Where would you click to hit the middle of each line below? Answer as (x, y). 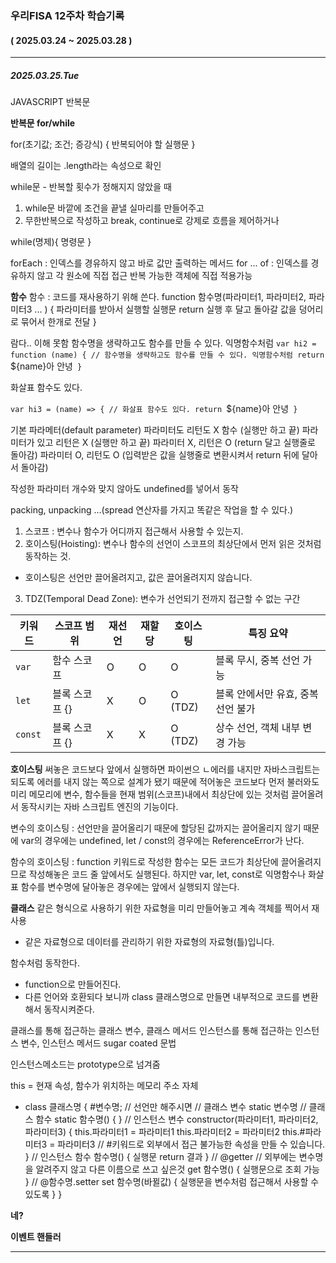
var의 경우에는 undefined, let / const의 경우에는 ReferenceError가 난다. (162, 841)
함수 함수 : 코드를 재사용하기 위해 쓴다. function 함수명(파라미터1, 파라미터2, (158, 297)
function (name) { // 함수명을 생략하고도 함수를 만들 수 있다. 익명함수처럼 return (167, 355)
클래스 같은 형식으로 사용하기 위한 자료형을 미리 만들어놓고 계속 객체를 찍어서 (160, 908)
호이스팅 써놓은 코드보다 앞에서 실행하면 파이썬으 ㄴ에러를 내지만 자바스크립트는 (165, 769)
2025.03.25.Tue (45, 75)
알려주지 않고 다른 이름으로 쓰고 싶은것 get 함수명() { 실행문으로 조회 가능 (177, 1169)
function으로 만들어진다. (73, 984)
